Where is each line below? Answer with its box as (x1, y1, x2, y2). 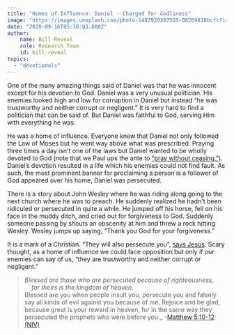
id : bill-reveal (19, 49, 68, 56)
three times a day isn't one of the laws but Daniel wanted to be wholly (7, 146, 208, 155)
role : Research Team (19, 42, 79, 49)
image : (7, 17, 26, 24)
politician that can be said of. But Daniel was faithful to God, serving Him (7, 111, 215, 119)
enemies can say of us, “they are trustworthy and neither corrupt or (7, 255, 201, 263)
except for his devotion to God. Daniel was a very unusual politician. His (7, 88, 213, 97)
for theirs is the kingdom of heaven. (31, 283, 134, 291)
